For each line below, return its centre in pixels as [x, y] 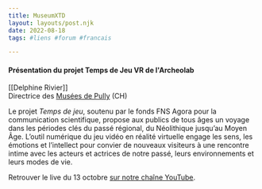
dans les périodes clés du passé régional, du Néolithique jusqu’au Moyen [128, 129]
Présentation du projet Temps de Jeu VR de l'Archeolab [101, 70]
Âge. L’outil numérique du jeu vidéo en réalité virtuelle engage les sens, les [131, 137]
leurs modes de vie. [40, 162]
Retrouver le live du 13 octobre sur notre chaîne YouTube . [102, 177]
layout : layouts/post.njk [51, 23]
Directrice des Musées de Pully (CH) [68, 96]
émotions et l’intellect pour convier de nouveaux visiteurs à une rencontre [129, 145]
